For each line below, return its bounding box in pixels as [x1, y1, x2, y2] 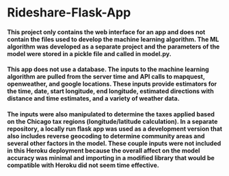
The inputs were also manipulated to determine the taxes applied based [7, 110, 215, 118]
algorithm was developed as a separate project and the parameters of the [7, 42, 220, 51]
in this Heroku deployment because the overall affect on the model [7, 146, 200, 155]
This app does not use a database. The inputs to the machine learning [7, 65, 210, 73]
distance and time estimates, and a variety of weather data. [7, 95, 180, 103]
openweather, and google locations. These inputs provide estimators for [7, 80, 217, 88]
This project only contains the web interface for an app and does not [7, 27, 206, 36]
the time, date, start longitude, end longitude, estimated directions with [7, 87, 214, 95]
